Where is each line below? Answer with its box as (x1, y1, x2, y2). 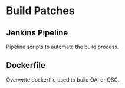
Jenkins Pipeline (6, 28, 68, 38)
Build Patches (6, 4, 75, 18)
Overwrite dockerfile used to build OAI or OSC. (6, 76, 120, 83)
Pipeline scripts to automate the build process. (6, 43, 119, 50)
